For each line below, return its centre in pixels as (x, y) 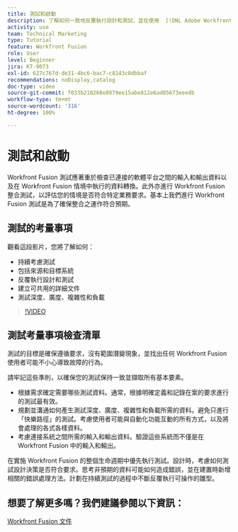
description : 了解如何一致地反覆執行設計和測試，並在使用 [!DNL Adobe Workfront (120, 21)
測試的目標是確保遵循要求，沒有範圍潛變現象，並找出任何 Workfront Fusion (117, 353)
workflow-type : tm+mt (39, 100)
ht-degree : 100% (31, 113)
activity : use (28, 27)
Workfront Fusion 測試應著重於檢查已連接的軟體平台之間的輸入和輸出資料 (114, 177)
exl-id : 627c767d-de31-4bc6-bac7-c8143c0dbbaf (77, 73)
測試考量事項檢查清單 (54, 335)
